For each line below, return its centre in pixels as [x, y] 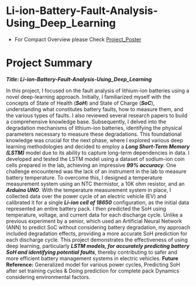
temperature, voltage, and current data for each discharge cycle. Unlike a [94, 215]
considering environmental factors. [48, 277]
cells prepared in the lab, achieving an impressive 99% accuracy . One [91, 165]
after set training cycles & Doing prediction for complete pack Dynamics [93, 271]
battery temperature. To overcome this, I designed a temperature [84, 177]
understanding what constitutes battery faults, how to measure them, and [94, 109]
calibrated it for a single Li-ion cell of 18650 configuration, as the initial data [98, 202]
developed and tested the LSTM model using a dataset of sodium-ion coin [96, 158]
